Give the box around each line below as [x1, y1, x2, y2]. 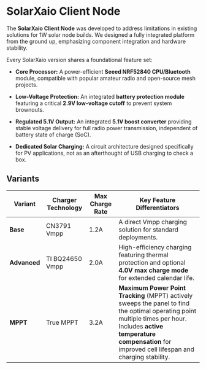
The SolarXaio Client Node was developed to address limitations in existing [6, 25, 197, 32]
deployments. [118, 233, 158, 241]
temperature [118, 330, 156, 338]
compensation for [118, 337, 172, 346]
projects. [15, 81, 38, 88]
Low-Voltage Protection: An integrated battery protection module [15, 93, 185, 100]
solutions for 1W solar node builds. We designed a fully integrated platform [6, 31, 195, 38]
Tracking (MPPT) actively [118, 291, 193, 300]
